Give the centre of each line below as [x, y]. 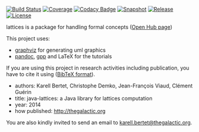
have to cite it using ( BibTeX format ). [50, 74]
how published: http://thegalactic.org [60, 111]
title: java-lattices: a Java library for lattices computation [83, 98]
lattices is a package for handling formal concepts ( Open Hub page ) [89, 27]
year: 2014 [28, 105]
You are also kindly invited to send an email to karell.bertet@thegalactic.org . [99, 122]
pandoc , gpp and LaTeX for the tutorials [63, 56]
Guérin [23, 92]
